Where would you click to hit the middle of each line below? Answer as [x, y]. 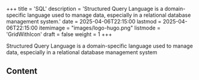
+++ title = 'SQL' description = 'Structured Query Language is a [85, 9]
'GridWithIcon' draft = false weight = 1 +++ [59, 34]
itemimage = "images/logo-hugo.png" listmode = [100, 28]
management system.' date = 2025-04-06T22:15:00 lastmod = [84, 21]
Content [22, 71]
